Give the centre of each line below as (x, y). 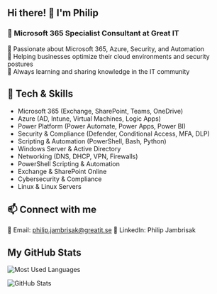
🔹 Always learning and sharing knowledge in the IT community (99, 71)
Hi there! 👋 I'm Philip (53, 13)
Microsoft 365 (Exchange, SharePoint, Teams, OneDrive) (100, 111)
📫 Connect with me (52, 209)
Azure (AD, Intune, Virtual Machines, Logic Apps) (89, 119)
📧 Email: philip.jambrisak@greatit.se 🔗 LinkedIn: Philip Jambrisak (102, 230)
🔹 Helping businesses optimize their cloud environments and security (109, 56)
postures (20, 64)
